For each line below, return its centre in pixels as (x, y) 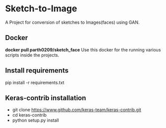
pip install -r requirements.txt (35, 83)
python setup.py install (36, 120)
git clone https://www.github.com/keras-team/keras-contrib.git (77, 110)
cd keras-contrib (29, 115)
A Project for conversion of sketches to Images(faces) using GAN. (72, 22)
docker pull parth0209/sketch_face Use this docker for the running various (83, 49)
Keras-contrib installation (46, 98)
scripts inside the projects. (32, 55)
